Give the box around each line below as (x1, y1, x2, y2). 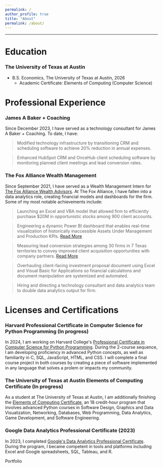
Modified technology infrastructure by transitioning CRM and (16, 140, 139, 146)
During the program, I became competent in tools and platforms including (5, 443, 152, 449)
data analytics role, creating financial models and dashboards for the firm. (5, 194, 153, 199)
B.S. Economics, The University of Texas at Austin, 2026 (12, 75, 125, 80)
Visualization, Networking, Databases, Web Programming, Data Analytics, (5, 410, 152, 416)
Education (5, 46, 47, 58)
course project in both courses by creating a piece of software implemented (5, 360, 157, 366)
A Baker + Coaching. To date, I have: (5, 131, 79, 136)
